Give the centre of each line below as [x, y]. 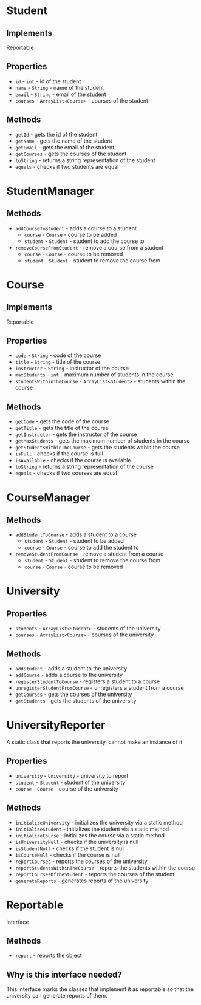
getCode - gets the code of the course [62, 421]
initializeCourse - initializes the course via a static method [90, 835]
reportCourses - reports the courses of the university [81, 861]
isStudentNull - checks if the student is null [70, 848]
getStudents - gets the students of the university [76, 701]
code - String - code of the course [58, 355]
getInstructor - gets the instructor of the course [76, 434]
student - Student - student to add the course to [84, 241]
